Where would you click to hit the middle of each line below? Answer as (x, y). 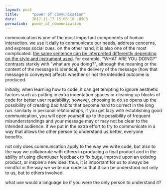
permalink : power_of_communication (43, 24)
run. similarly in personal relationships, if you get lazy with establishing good (83, 111)
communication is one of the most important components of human (74, 38)
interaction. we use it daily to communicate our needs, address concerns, (81, 43)
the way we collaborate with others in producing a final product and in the (81, 152)
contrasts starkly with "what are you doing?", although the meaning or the (81, 64)
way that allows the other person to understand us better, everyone (74, 131)
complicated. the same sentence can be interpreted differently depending (81, 54)
